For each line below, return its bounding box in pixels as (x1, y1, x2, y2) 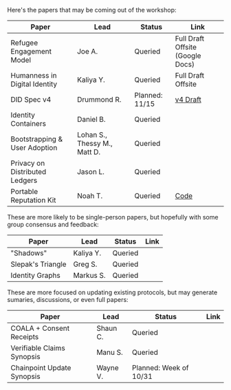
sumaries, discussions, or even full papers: (7, 296, 129, 303)
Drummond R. (76, 95, 122, 104)
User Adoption (10, 143, 58, 152)
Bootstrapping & (10, 134, 63, 144)
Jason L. (76, 167, 104, 176)
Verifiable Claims (10, 343, 65, 353)
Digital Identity (10, 79, 58, 89)
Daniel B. (76, 115, 106, 124)
